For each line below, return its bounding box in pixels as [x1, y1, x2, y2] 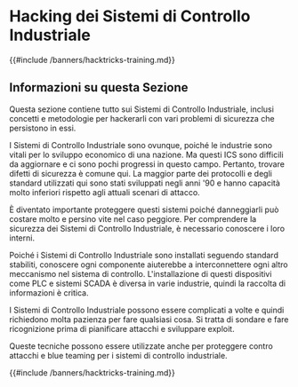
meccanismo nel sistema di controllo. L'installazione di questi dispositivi [9, 268, 272, 279]
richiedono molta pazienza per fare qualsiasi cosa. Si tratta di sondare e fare [9, 313, 289, 325]
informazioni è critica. [9, 287, 89, 298]
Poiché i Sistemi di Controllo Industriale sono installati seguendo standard [9, 249, 278, 260]
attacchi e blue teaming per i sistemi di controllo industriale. [9, 350, 229, 360]
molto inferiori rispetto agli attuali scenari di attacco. [9, 186, 200, 197]
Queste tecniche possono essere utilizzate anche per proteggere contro [9, 340, 273, 351]
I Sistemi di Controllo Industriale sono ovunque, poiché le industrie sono [9, 139, 273, 150]
